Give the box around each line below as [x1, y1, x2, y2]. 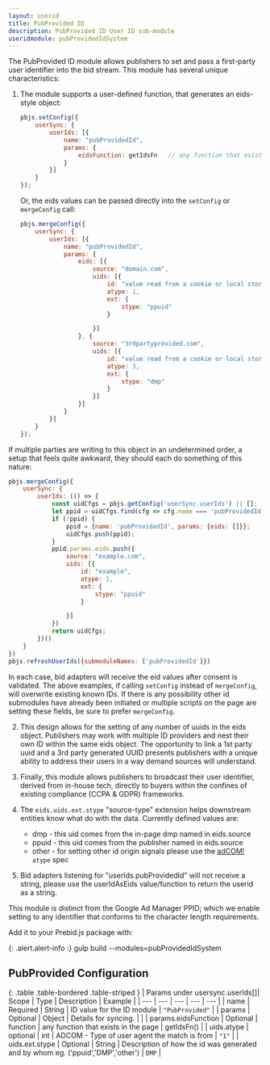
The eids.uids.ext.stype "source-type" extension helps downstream [19, 805, 251, 815]
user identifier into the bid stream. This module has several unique [8, 65, 228, 75]
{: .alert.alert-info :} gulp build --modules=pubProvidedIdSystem [8, 943, 222, 953]
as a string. [19, 887, 58, 897]
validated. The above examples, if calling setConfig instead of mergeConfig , [8, 680, 258, 690]
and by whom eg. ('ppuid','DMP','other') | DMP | [8, 1048, 161, 1058]
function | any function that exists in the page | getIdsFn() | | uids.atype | [8, 1022, 249, 1032]
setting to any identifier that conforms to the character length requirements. [8, 911, 260, 921]
